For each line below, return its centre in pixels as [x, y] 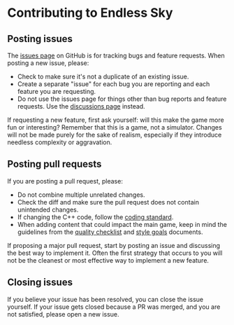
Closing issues [40, 283]
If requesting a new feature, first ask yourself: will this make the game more [116, 120]
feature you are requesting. [57, 91]
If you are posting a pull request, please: [65, 181]
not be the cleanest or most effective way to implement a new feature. [108, 260]
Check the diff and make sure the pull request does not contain [108, 202]
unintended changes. [48, 209]
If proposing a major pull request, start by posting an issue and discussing [114, 245]
